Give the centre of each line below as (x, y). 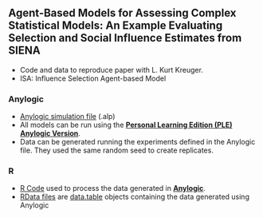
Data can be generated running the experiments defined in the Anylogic (137, 142)
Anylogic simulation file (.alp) (67, 117)
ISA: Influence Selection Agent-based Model (93, 78)
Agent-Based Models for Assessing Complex (122, 13)
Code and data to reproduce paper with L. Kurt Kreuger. (111, 69)
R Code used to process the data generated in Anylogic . (112, 188)
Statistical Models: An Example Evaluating (116, 26)
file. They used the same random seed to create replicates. (116, 150)
